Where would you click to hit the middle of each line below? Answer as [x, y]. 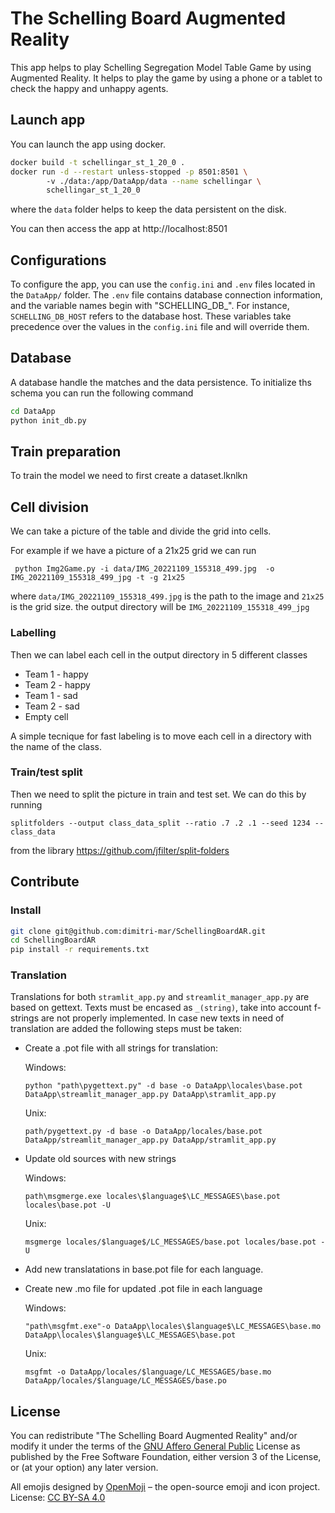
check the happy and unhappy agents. [89, 88]
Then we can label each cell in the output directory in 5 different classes [159, 654]
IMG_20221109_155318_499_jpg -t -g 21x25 [98, 578]
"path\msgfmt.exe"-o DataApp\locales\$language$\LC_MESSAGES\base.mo [173, 1327]
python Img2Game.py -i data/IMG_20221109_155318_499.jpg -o [144, 569]
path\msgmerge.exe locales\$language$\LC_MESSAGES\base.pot [152, 1197]
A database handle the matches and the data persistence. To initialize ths [161, 382]
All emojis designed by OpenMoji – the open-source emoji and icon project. [165, 1487]
